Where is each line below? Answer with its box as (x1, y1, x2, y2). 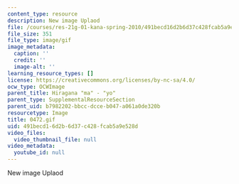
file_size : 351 (7, 30, 53, 38)
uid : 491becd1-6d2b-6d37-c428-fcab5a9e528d (7, 122, 139, 130)
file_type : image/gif (7, 37, 72, 44)
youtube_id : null (14, 149, 65, 156)
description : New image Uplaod (7, 17, 100, 24)
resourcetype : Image (7, 109, 69, 117)
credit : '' (14, 57, 46, 64)
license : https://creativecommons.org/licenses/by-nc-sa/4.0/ (7, 76, 196, 84)
